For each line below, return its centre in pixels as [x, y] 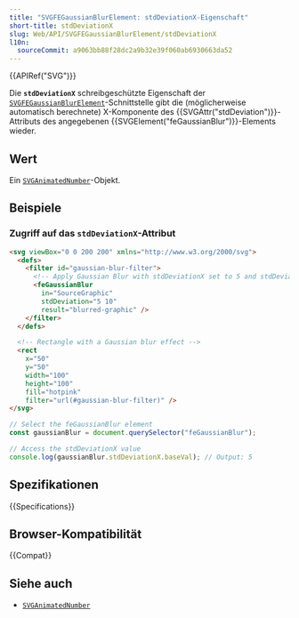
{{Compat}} [30, 556]
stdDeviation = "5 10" [79, 301]
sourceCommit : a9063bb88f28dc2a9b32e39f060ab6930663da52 [125, 51]
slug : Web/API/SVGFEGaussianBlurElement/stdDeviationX [113, 34]
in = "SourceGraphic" [77, 293]
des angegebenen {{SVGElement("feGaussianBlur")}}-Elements [159, 122]
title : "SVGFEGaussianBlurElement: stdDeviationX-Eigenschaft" [129, 17]
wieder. [23, 131]
